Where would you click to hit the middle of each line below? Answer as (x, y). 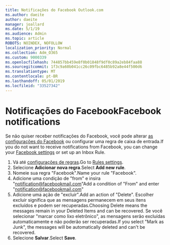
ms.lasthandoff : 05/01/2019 (35, 81)
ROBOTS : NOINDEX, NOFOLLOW (34, 43)
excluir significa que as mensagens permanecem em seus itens (79, 200)
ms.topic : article (25, 39)
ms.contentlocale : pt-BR (32, 76)
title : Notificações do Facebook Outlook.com (54, 10)
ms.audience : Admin (26, 34)
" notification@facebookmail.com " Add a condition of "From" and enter (86, 183)
